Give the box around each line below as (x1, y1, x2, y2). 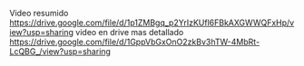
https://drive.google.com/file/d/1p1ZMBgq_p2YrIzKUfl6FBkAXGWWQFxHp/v (9, 17, 295, 28)
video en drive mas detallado (75, 27, 184, 37)
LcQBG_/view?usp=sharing (9, 46, 112, 57)
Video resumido (9, 8, 69, 18)
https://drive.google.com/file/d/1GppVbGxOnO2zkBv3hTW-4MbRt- (9, 36, 260, 47)
